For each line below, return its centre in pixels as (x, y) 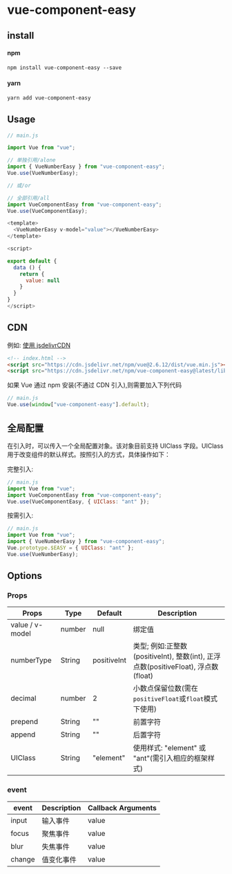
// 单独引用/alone (31, 160)
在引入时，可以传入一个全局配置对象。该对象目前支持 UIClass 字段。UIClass (115, 446)
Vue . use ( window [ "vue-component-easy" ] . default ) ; (78, 405)
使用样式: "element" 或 (170, 748)
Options (25, 576)
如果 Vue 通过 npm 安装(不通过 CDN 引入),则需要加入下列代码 (94, 385)
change (23, 859)
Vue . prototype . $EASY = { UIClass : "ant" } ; (71, 548)
